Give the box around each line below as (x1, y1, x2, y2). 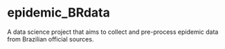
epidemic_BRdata (7, 5, 111, 21)
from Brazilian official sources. (7, 35, 94, 43)
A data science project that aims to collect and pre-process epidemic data (7, 28, 219, 36)
